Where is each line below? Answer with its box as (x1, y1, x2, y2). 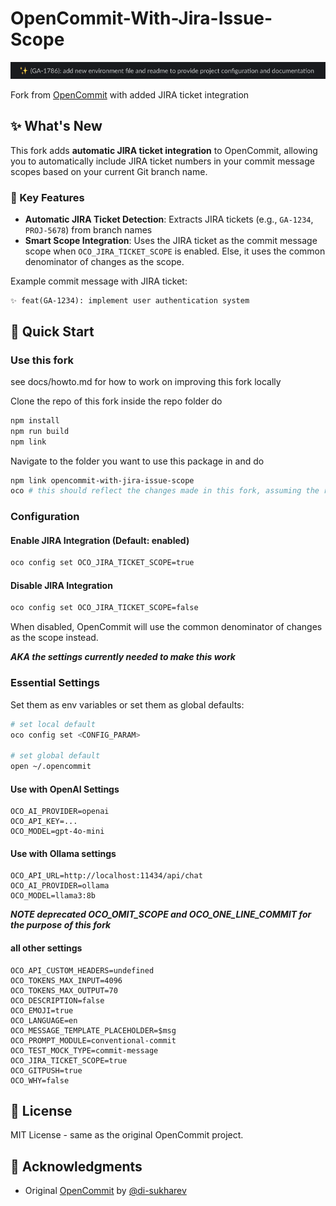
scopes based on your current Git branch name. (10, 165, 208, 177)
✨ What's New (10, 118, 103, 135)
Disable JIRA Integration (10, 579, 113, 591)
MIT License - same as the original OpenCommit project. (10, 1129, 244, 1141)
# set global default (10, 751, 101, 761)
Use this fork (10, 353, 75, 367)
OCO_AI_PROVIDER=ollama (10, 881, 110, 891)
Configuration (10, 510, 80, 524)
